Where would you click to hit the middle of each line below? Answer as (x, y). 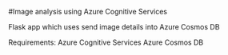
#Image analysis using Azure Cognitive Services (88, 12)
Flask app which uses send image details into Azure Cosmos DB (114, 27)
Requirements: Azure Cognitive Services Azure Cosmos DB (106, 42)
